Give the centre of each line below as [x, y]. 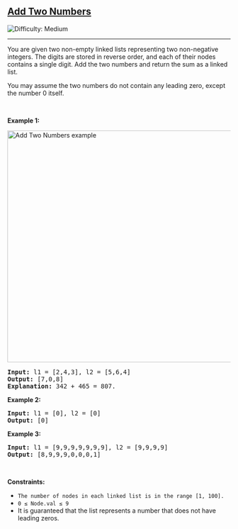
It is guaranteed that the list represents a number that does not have [117, 511]
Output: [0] [28, 420]
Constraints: [26, 481]
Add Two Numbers [50, 12]
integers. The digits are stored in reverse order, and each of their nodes [112, 57]
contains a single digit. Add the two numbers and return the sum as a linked [118, 64]
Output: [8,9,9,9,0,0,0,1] [54, 454]
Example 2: [24, 399]
